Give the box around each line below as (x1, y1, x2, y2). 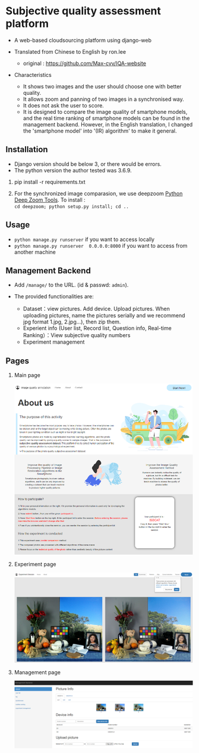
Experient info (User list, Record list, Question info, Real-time (23, 325, 172, 332)
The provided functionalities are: (14, 293, 94, 300)
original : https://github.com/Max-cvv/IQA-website (23, 60, 147, 67)
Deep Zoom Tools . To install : (14, 196, 86, 203)
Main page (14, 372, 41, 379)
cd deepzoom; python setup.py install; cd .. (14, 203, 129, 209)
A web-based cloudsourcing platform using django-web (14, 36, 152, 44)
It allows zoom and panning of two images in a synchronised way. (23, 95, 185, 103)
